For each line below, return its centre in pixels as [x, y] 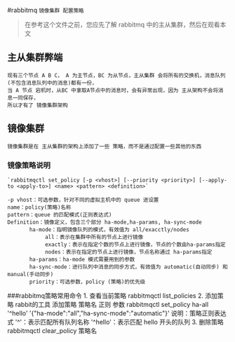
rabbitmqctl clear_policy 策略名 [52, 330]
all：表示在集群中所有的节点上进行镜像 [94, 237]
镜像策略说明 [29, 165]
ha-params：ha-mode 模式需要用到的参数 [82, 259]
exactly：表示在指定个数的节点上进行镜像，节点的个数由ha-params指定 [135, 245]
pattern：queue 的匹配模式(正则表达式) [60, 214]
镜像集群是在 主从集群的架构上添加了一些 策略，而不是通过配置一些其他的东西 [105, 146]
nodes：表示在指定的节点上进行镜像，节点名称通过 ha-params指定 [128, 252]
